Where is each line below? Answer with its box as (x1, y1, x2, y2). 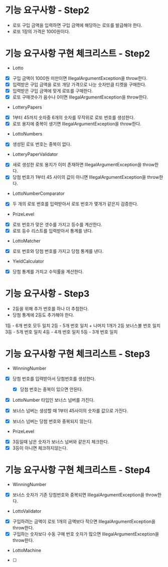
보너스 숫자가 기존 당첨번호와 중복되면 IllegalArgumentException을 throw (12, 492, 158, 498)
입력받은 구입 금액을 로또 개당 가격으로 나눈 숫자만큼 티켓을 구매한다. (12, 81, 146, 87)
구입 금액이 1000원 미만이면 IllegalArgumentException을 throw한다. (12, 75, 148, 81)
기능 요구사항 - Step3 (5, 288, 90, 299)
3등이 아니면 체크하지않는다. (12, 445, 68, 451)
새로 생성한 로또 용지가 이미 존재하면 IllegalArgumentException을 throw (12, 162, 155, 168)
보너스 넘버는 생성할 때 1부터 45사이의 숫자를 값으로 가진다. (12, 407, 128, 413)
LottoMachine (12, 547, 42, 553)
